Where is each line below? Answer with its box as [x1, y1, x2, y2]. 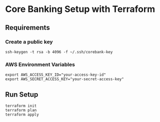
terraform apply [5, 112, 39, 117]
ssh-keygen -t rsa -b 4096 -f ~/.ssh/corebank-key [5, 49, 113, 54]
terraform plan [5, 108, 37, 113]
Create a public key [5, 38, 53, 45]
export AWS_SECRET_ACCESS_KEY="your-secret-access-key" [5, 77, 124, 82]
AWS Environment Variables [5, 61, 75, 68]
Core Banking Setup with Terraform [5, 3, 155, 15]
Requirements [5, 23, 50, 32]
